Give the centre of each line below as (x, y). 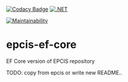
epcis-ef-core (41, 45)
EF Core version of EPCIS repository (51, 61)
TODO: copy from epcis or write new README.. (64, 72)
